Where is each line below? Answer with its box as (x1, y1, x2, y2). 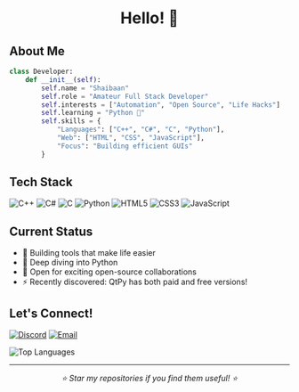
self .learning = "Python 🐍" (41, 109, 145, 118)
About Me (9, 44, 65, 59)
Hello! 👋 (119, 8, 180, 29)
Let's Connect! (9, 306, 93, 321)
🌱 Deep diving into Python (21, 257, 118, 268)
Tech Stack (9, 175, 73, 190)
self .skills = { (41, 117, 101, 126)
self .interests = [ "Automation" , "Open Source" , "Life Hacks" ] (41, 100, 280, 110)
